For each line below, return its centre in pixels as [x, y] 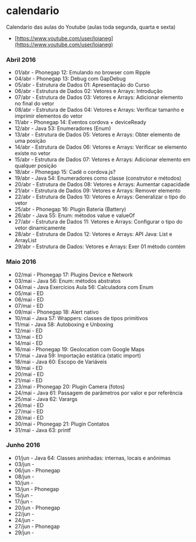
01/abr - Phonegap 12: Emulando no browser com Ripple [82, 73]
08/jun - [24, 476]
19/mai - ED [28, 368]
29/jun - [24, 532]
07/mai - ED [29, 306]
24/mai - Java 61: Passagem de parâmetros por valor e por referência [99, 393]
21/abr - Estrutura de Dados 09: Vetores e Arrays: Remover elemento [97, 191]
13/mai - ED [28, 337]
